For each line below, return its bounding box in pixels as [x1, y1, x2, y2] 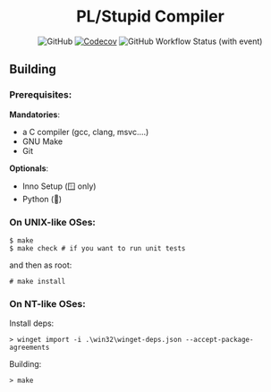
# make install [9, 277, 66, 285]
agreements [9, 343, 50, 353]
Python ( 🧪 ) [21, 193, 63, 204]
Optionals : [9, 163, 49, 174]
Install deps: [9, 318, 55, 328]
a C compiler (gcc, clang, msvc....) [21, 126, 149, 137]
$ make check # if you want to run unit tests [9, 243, 186, 252]
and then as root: [9, 260, 72, 270]
